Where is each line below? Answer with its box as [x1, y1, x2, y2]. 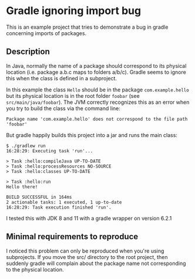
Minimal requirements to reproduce [6, 232, 139, 241]
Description [6, 47, 50, 57]
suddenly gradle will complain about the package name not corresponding [6, 260, 186, 267]
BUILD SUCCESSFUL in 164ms [6, 194, 72, 200]
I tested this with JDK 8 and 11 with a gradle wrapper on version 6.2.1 [6, 215, 172, 222]
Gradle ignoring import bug [6, 4, 142, 18]
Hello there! [6, 183, 38, 190]
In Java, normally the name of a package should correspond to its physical [6, 62, 187, 69]
